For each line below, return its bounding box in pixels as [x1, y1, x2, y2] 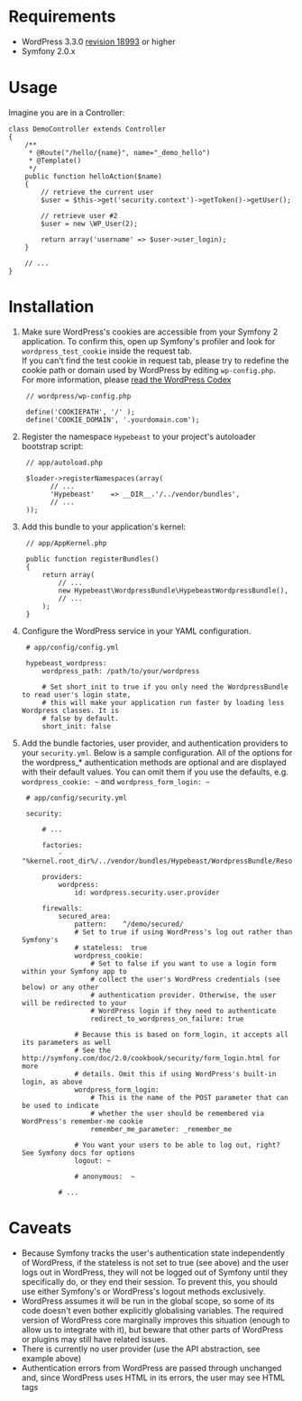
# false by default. [41, 714, 119, 723]
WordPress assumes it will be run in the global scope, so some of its [21, 1296, 276, 1306]
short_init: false [41, 721, 112, 731]
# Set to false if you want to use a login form [90, 958, 277, 968]
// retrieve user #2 [41, 211, 118, 220]
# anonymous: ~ [74, 1172, 136, 1181]
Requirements [8, 6, 116, 27]
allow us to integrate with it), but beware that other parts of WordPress [21, 1323, 284, 1335]
